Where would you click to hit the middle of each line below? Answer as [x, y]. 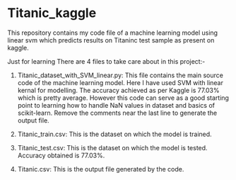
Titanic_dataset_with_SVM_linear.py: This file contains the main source [120, 75]
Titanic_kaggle [52, 13]
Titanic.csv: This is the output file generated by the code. [101, 169]
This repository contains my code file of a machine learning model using [112, 33]
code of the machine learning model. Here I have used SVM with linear [120, 82]
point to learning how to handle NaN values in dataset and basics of [116, 105]
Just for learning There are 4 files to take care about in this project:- [106, 61]
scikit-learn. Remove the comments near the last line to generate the [117, 113]
